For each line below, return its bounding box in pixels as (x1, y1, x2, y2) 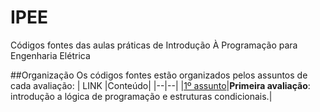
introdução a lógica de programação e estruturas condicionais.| (10, 90, 273, 102)
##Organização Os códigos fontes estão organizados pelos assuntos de (10, 69, 308, 81)
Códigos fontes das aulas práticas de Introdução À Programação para (10, 39, 298, 51)
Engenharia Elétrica (10, 49, 91, 61)
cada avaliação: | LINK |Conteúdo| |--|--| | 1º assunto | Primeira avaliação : (10, 79, 311, 91)
